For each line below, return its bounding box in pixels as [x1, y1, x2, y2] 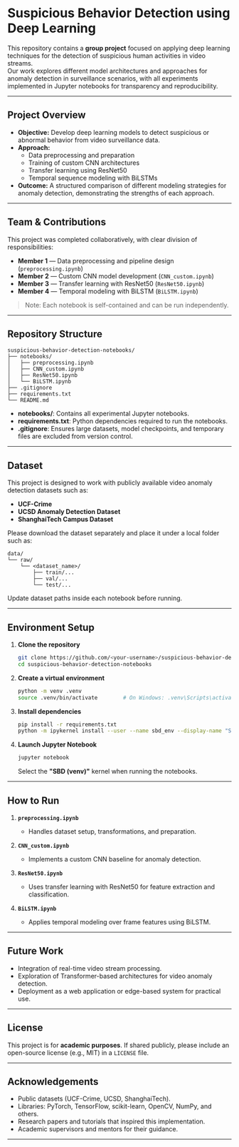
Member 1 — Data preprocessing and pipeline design [17, 256, 174, 265]
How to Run [7, 794, 60, 807]
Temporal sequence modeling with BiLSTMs [28, 173, 158, 182]
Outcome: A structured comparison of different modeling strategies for [17, 181, 227, 190]
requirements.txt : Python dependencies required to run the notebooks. [17, 417, 228, 425]
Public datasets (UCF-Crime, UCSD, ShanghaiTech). [17, 1094, 171, 1103]
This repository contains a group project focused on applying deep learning [7, 44, 230, 52]
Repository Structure [7, 328, 103, 340]
